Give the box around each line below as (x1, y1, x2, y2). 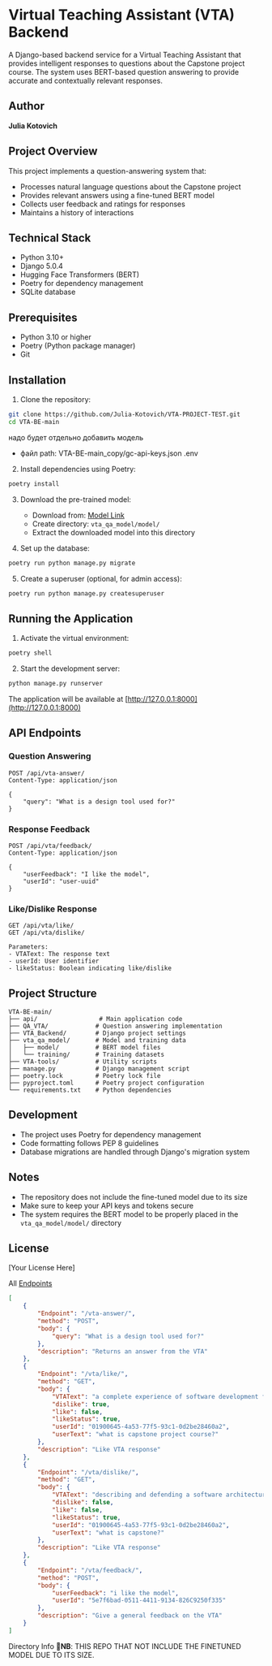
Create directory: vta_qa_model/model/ (32, 518, 160, 529)
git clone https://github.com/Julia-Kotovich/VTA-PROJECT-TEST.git (8, 410, 241, 418)
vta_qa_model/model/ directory (19, 1218, 122, 1227)
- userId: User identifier (8, 957, 100, 966)
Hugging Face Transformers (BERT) (19, 270, 140, 279)
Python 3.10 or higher (19, 332, 91, 342)
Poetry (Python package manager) (19, 341, 136, 351)
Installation (8, 373, 66, 387)
